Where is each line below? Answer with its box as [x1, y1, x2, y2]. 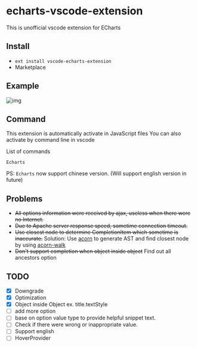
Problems [6, 193, 43, 204]
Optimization [14, 294, 47, 302]
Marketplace [14, 63, 46, 71]
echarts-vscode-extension [6, 4, 143, 18]
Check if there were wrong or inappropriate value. [14, 321, 138, 328]
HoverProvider [14, 334, 51, 342]
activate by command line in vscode [6, 136, 95, 144]
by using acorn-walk [14, 241, 66, 249]
